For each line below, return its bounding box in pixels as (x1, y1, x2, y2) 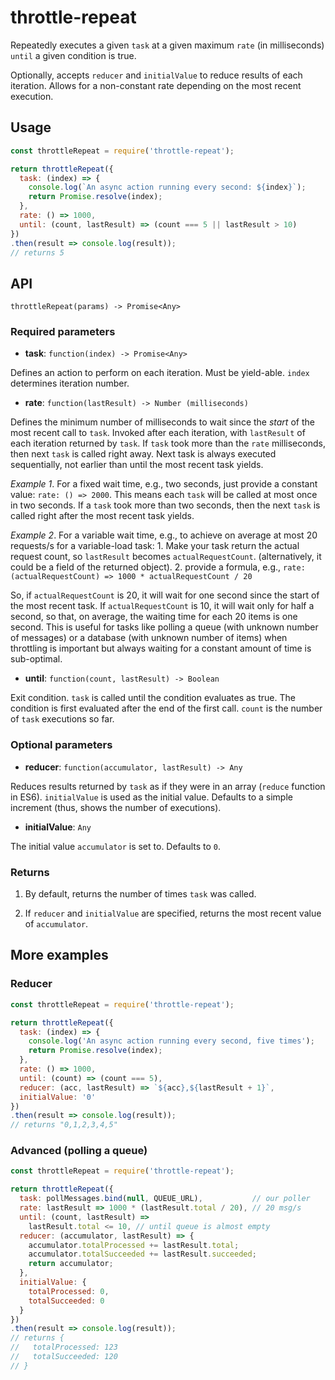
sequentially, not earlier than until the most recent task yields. (10, 459, 264, 471)
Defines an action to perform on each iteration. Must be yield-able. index (10, 367, 310, 379)
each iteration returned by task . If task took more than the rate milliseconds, (10, 437, 326, 450)
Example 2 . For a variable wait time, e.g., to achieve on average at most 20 (10, 529, 318, 541)
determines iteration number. (10, 377, 130, 390)
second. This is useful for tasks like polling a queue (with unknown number (10, 621, 319, 633)
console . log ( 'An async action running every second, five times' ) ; (28, 1036, 315, 1046)
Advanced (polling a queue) (10, 1144, 148, 1158)
